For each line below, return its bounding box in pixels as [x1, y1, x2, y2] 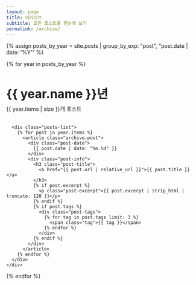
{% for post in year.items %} [17, 129, 93, 136]
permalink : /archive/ [6, 25, 61, 32]
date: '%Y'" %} [6, 49, 44, 56]
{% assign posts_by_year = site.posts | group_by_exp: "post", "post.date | [6, 42, 188, 50]
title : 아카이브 [6, 15, 42, 21]
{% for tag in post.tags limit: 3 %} [44, 214, 139, 221]
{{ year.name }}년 [6, 86, 109, 102]
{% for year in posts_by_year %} [6, 61, 86, 68]
